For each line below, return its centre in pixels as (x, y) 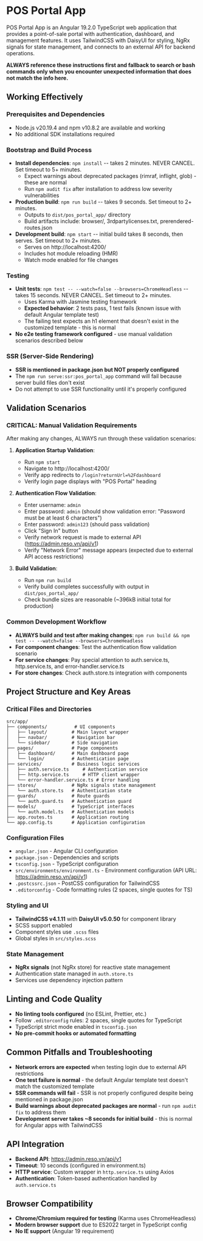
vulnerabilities (42, 195)
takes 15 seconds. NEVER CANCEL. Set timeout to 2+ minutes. (93, 295)
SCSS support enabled (44, 925)
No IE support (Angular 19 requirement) (64, 1231)
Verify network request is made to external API (83, 537)
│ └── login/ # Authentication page (68, 759)
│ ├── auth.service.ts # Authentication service (77, 769)
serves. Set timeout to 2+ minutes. (58, 240)
